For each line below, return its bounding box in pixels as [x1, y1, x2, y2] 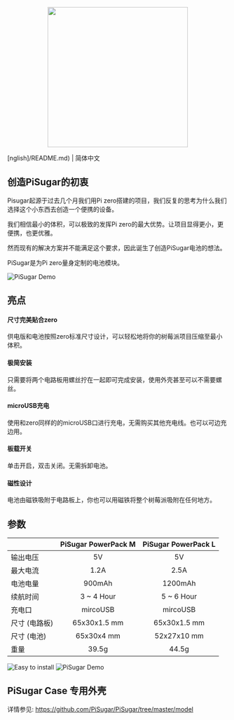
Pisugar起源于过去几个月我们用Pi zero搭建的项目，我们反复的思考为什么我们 [7, 196, 228, 205]
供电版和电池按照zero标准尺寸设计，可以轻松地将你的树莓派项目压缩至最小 [7, 332, 223, 341]
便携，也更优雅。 [7, 229, 57, 237]
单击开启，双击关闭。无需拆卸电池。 [7, 461, 112, 470]
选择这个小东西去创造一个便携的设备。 [7, 205, 118, 213]
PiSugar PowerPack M [60, 540, 137, 550]
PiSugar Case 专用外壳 [7, 685, 107, 697]
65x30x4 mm [76, 631, 121, 641]
